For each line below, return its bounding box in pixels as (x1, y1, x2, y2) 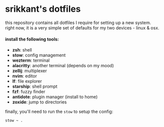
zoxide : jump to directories (12, 99, 67, 105)
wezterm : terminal (12, 57, 50, 63)
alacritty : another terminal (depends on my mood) (12, 63, 114, 69)
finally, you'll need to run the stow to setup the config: (5, 109, 113, 115)
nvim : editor (12, 73, 37, 79)
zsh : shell (12, 47, 32, 53)
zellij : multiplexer (12, 68, 47, 74)
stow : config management (12, 52, 66, 58)
